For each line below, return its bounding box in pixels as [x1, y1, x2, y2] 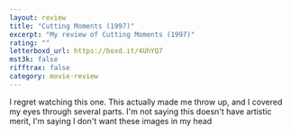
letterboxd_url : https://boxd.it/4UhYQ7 [9, 47, 164, 56]
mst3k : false [9, 55, 59, 64]
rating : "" [9, 38, 50, 48]
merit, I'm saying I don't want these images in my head [9, 115, 213, 126]
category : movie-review [9, 72, 99, 81]
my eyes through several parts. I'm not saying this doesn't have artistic [9, 105, 272, 117]
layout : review [9, 13, 67, 22]
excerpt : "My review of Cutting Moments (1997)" [9, 30, 196, 39]
